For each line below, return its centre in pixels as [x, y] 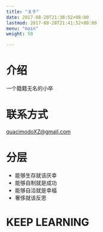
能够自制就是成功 [36, 182]
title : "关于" [23, 12]
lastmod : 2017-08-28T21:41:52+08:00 [51, 23]
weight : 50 [20, 34]
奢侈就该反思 [30, 197]
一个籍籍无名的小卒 [30, 88]
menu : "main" [22, 28]
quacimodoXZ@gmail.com [38, 132]
